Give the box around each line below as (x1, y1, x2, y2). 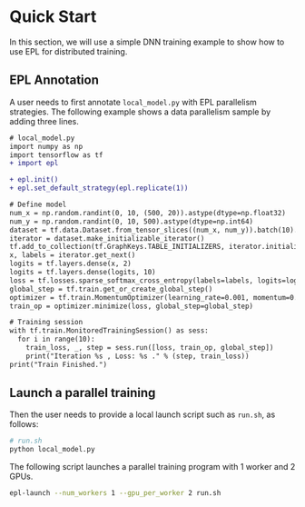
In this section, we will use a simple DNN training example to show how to (9, 36, 285, 47)
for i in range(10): (17, 334, 95, 344)
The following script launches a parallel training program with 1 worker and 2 (9, 462, 296, 472)
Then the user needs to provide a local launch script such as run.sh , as (9, 409, 276, 420)
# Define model (9, 200, 67, 209)
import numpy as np (9, 142, 84, 151)
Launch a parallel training (9, 385, 156, 401)
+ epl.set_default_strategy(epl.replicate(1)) (9, 184, 189, 193)
